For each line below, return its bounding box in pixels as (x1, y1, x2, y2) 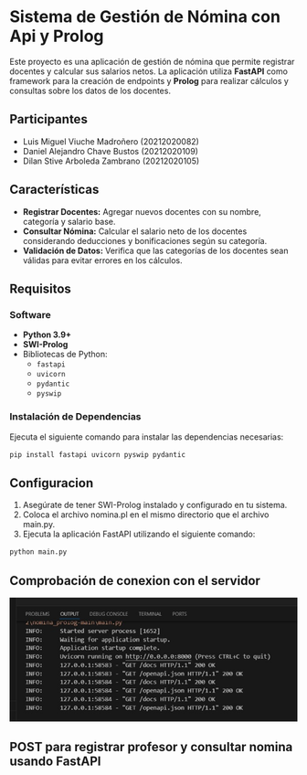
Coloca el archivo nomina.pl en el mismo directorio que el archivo (22, 509, 270, 520)
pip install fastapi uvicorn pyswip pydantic (9, 450, 185, 459)
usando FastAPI (9, 754, 101, 770)
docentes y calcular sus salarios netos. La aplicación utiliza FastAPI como (9, 66, 288, 77)
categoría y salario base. (22, 216, 116, 227)
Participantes (9, 111, 89, 127)
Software (9, 308, 52, 321)
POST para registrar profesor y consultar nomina (9, 739, 293, 755)
